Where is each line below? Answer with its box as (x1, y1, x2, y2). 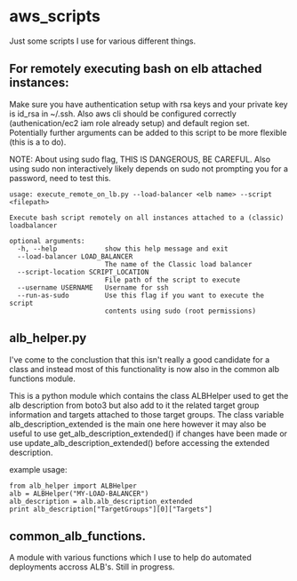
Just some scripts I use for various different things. (9, 36, 197, 46)
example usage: (9, 464, 68, 474)
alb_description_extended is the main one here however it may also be (9, 418, 267, 429)
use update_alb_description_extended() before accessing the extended (9, 437, 269, 448)
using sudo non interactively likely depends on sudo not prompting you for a (9, 163, 289, 174)
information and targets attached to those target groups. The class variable (9, 409, 285, 419)
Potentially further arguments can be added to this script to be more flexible (9, 127, 287, 138)
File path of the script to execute (104, 275, 241, 284)
